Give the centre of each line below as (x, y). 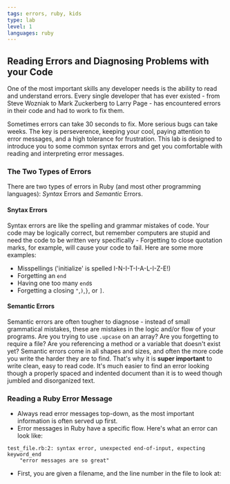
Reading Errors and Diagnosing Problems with (108, 61)
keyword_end (24, 455)
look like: (30, 436)
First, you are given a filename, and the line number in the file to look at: (119, 474)
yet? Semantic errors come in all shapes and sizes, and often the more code (115, 351)
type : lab (21, 20)
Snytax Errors (27, 209)
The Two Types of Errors (49, 171)
